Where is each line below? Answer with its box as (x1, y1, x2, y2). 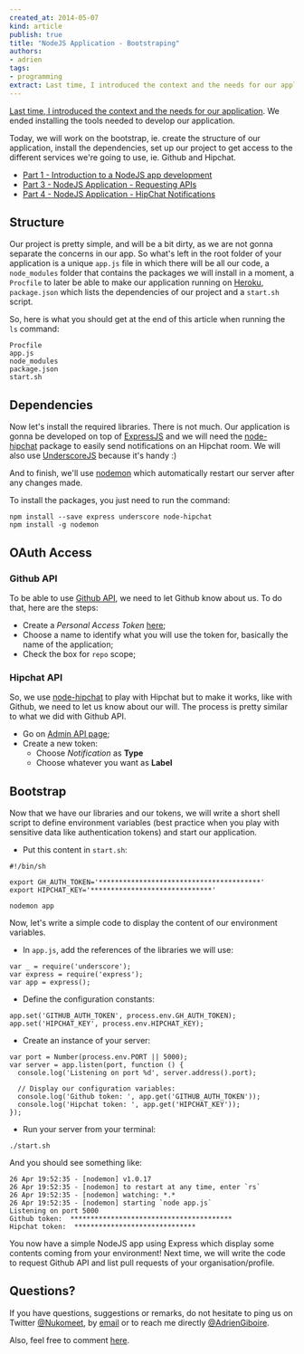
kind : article (9, 22, 63, 31)
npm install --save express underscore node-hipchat (9, 512, 213, 521)
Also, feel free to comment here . (9, 1334, 130, 1345)
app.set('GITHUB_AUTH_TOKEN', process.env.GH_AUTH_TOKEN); (9, 1011, 237, 1021)
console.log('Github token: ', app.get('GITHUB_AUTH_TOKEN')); (17, 1092, 261, 1101)
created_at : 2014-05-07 (9, 13, 100, 23)
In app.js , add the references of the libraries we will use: (22, 945, 233, 956)
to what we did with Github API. (9, 711, 127, 722)
